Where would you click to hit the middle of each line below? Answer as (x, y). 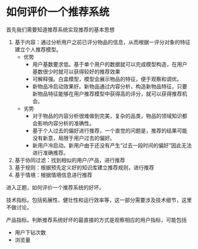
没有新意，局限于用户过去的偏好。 (74, 138)
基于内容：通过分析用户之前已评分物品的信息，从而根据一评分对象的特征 (102, 42)
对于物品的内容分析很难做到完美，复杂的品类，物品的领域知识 (107, 116)
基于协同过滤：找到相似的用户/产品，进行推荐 (70, 160)
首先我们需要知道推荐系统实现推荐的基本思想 (60, 30)
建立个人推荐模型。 (38, 49)
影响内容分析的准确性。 (66, 123)
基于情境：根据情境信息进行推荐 (53, 175)
